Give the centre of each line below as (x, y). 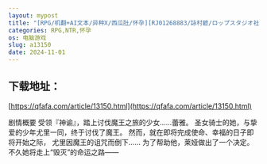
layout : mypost (33, 15)
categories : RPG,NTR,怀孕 (50, 30)
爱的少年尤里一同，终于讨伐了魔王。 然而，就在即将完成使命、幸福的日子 (128, 132)
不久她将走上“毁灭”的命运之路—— (64, 152)
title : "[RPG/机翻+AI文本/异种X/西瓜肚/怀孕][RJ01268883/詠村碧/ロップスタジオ (131, 23)
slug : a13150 (30, 45)
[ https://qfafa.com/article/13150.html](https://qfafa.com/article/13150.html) (130, 106)
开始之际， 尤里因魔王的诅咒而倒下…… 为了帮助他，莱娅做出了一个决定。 (134, 142)
